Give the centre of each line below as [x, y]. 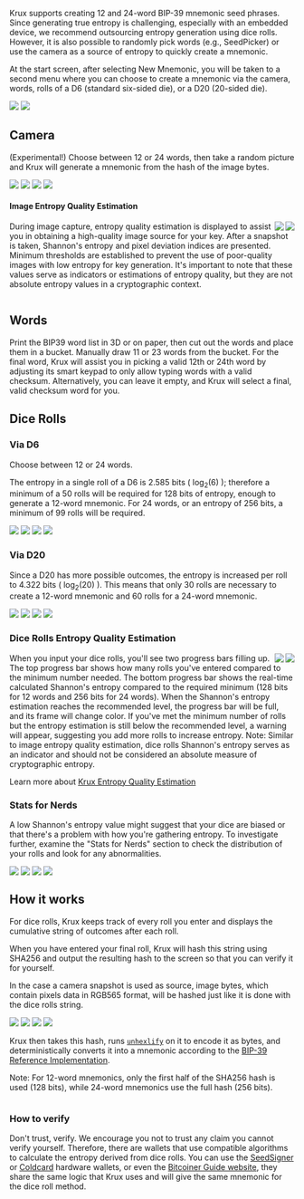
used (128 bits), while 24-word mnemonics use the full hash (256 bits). [141, 1087]
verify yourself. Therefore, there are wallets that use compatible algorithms [149, 1148]
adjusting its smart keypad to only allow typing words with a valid [131, 371]
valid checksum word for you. [65, 390]
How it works [47, 900]
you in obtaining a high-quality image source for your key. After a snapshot [149, 236]
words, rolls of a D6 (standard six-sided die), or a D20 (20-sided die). [138, 88]
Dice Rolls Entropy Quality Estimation [93, 638]
